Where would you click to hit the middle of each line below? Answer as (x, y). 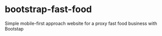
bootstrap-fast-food (48, 9)
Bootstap (14, 28)
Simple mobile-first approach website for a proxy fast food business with (81, 23)
